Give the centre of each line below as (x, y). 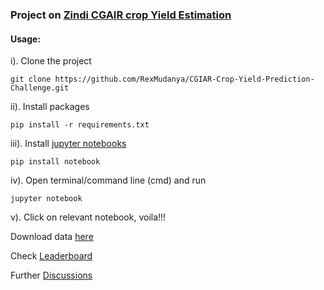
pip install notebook (55, 162)
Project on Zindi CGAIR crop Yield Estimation (121, 15)
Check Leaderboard (51, 256)
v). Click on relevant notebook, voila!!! (88, 217)
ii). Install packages (50, 107)
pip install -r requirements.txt (80, 125)
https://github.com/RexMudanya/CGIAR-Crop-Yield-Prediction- (184, 79)
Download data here (52, 237)
